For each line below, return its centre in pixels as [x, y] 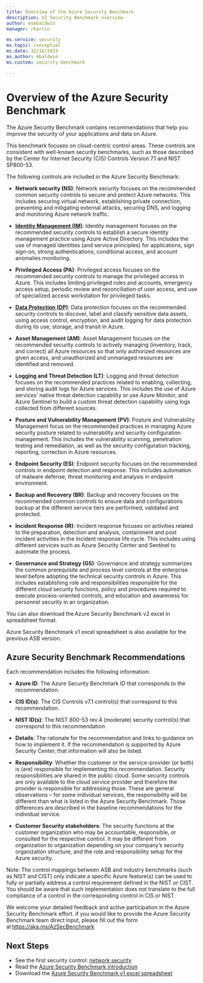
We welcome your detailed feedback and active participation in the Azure [98, 907]
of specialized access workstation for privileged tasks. [83, 295]
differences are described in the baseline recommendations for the [98, 808]
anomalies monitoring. [43, 258]
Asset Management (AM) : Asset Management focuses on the [92, 338]
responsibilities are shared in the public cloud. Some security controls [102, 776]
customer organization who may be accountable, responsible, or [95, 832]
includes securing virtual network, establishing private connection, [98, 201]
